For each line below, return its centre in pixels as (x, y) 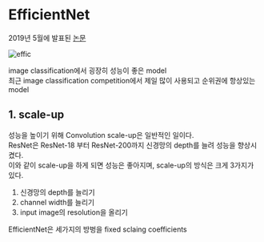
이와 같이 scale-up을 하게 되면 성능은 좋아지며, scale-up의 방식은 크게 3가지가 (131, 165)
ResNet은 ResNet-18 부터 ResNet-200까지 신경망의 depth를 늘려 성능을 (122, 145)
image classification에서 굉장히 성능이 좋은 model (88, 71)
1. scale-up (36, 115)
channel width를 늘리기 (57, 202)
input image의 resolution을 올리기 (74, 212)
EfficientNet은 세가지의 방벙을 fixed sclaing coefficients (98, 229)
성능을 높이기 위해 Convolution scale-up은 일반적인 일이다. (101, 135)
